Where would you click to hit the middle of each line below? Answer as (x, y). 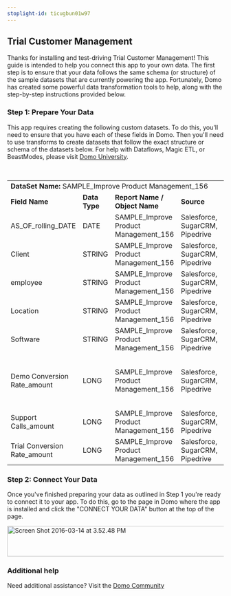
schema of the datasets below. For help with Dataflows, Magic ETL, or (106, 149)
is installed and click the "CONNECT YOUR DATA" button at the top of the (111, 509)
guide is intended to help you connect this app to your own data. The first (111, 65)
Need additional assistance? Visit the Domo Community (86, 586)
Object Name (137, 206)
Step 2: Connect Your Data (52, 479)
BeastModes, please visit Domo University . (68, 156)
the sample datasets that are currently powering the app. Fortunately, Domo (114, 80)
